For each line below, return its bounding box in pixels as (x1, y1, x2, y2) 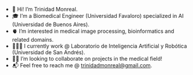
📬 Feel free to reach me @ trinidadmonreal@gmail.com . (11, 62, 152, 68)
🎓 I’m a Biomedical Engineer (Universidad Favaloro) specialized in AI (11, 12, 184, 19)
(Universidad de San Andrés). (11, 49, 85, 56)
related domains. (11, 36, 54, 43)
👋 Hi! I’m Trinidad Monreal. (11, 6, 78, 12)
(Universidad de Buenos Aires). (11, 21, 90, 28)
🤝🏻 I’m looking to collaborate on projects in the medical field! (11, 55, 162, 62)
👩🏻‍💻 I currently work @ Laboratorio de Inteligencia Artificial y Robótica (11, 42, 188, 49)
